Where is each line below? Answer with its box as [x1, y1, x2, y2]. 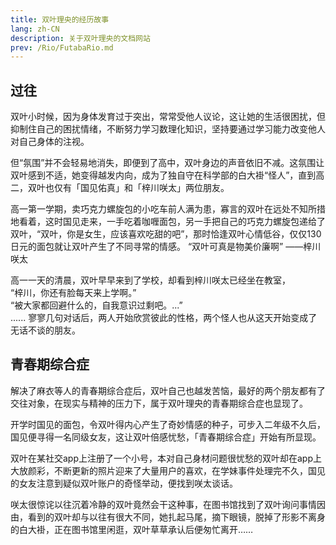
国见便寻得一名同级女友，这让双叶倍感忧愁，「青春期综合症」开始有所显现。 [10, 431, 322, 443]
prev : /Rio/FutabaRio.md [10, 42, 114, 53]
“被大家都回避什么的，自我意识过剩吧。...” [10, 299, 183, 311]
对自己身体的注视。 [10, 136, 90, 148]
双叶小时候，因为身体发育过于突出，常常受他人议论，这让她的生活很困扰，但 [10, 111, 326, 123]
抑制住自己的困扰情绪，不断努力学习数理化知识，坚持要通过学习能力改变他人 [10, 123, 326, 135]
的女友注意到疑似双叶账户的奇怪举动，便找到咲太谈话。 [10, 477, 238, 489]
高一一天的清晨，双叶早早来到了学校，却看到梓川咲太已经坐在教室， [10, 274, 291, 286]
